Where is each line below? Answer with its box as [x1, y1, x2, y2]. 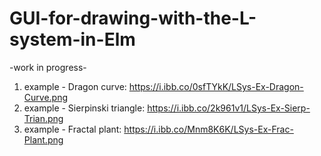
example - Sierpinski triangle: [23, 102, 146, 114]
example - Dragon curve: [23, 80, 127, 92]
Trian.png [23, 112, 64, 124]
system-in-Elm [9, 28, 136, 51]
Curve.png [23, 91, 69, 103]
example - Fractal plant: [23, 123, 122, 135]
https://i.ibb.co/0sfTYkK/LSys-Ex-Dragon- [128, 80, 304, 92]
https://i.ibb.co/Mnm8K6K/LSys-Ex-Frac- [123, 123, 294, 135]
